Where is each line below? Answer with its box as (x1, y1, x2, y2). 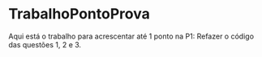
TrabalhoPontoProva (8, 5, 150, 23)
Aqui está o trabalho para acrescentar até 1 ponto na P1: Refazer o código (8, 31, 254, 41)
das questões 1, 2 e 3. (8, 39, 82, 49)
